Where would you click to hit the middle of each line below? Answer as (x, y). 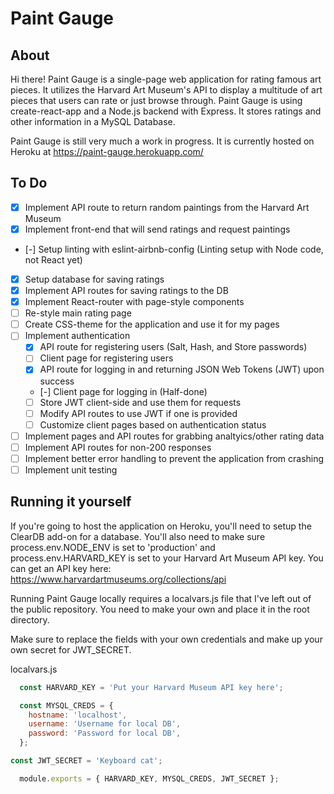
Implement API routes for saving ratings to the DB (126, 290)
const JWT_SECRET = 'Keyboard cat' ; (86, 761)
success (57, 381)
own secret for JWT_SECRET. (71, 649)
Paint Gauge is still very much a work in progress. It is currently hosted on (162, 141)
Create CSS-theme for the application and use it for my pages (152, 324)
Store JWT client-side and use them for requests (140, 402)
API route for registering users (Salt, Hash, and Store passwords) (173, 347)
